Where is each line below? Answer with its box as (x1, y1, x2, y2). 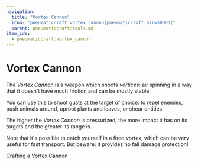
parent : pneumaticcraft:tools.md (11, 25, 94, 31)
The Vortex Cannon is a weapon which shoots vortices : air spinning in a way (6, 81, 192, 88)
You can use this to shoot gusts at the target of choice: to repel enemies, (6, 99, 183, 106)
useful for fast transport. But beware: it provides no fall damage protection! (6, 140, 189, 148)
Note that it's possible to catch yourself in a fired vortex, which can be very (6, 134, 189, 141)
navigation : (6, 8, 35, 15)
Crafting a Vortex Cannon (6, 152, 68, 159)
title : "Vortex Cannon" (11, 14, 70, 20)
